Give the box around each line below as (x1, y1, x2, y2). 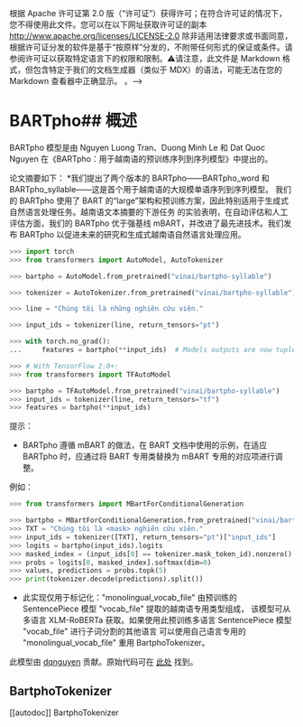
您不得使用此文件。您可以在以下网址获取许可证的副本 (9, 19, 207, 30)
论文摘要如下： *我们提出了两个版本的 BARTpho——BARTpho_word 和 (9, 172, 271, 183)
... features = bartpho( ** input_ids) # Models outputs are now (9, 346, 272, 355)
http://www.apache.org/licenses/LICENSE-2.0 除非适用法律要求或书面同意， (9, 31, 293, 41)
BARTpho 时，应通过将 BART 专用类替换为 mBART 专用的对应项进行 (22, 451, 275, 462)
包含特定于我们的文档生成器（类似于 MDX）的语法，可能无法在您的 (32, 64, 282, 75)
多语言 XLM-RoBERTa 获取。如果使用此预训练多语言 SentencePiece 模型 (22, 615, 292, 626)
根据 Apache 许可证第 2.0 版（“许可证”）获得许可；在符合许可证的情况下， (9, 8, 287, 18)
